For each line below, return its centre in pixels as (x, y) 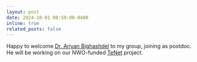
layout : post (23, 12)
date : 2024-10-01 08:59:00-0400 (47, 18)
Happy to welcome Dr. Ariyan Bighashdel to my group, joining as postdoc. (99, 46)
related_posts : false (34, 29)
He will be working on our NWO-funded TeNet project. (75, 53)
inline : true (23, 23)
